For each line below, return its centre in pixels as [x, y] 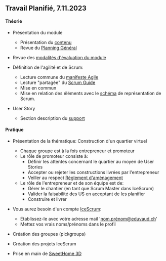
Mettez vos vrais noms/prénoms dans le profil [68, 224]
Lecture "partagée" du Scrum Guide [58, 82]
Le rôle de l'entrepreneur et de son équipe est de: [72, 183]
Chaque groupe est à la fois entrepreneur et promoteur [77, 151]
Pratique [14, 130]
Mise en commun [38, 88]
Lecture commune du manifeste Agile [59, 77]
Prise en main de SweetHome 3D [47, 253]
